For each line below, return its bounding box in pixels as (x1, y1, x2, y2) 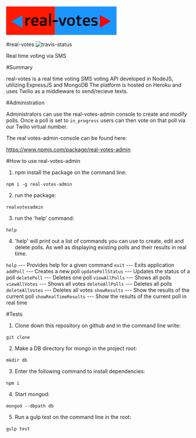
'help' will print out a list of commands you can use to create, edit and (14, 237, 184, 244)
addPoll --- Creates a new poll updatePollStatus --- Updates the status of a (6, 268, 190, 274)
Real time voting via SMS (6, 53, 67, 59)
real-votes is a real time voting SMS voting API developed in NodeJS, (6, 75, 174, 82)
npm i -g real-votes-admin (6, 181, 72, 187)
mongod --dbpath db (6, 403, 54, 409)
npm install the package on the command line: (14, 169, 127, 176)
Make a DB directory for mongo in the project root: (14, 345, 137, 352)
